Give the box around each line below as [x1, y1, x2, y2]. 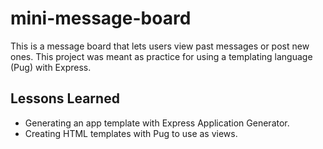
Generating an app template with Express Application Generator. [24, 117, 290, 129]
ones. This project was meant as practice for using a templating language [10, 50, 313, 62]
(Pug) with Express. [10, 61, 92, 73]
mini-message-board [10, 7, 192, 30]
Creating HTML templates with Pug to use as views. [24, 127, 238, 139]
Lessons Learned [10, 90, 120, 107]
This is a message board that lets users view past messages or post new [10, 40, 310, 52]
